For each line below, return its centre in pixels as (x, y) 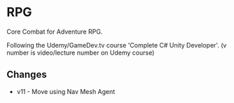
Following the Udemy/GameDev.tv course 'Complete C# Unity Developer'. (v (117, 45)
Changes (27, 75)
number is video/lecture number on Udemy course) (81, 53)
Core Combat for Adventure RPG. (55, 32)
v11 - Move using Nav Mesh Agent (66, 91)
